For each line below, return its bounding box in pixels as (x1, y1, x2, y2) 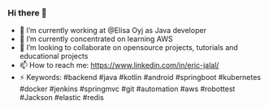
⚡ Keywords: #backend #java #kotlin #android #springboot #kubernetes (19, 73, 262, 82)
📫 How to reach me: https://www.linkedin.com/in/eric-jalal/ (19, 61, 219, 70)
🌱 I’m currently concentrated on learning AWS (19, 34, 173, 44)
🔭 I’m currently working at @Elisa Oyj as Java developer (19, 26, 206, 36)
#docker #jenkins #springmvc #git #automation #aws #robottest (19, 84, 236, 94)
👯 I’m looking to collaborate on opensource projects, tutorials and (19, 43, 239, 52)
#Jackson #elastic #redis (19, 93, 105, 103)
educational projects (19, 52, 89, 61)
